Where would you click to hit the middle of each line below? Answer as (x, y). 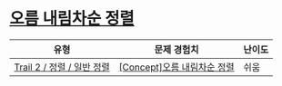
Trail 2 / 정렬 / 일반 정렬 (62, 67)
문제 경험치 (176, 49)
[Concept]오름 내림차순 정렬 (176, 67)
